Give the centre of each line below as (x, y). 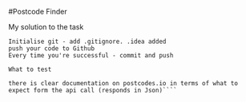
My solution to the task (46, 27)
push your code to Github (51, 49)
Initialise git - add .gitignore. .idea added (87, 41)
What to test (30, 69)
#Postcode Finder (38, 12)
